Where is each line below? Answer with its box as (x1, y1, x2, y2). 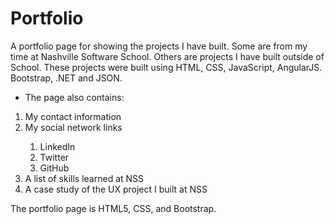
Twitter (39, 151, 70, 163)
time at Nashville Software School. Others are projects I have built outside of (10, 50, 325, 62)
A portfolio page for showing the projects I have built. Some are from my (10, 40, 308, 52)
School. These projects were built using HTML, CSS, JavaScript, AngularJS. (10, 61, 323, 73)
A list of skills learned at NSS (24, 172, 145, 184)
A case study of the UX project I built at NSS (24, 183, 208, 195)
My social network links (24, 121, 123, 133)
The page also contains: (24, 91, 125, 103)
